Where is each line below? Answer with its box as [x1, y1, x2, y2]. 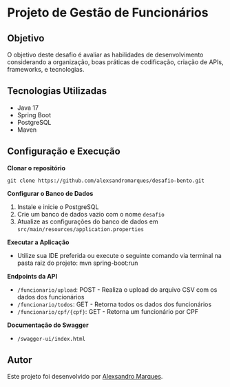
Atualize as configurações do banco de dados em [17, 217, 158, 226]
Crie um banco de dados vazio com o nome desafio [17, 210, 165, 218]
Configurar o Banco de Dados [7, 189, 94, 197]
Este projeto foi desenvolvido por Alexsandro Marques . [7, 373, 163, 381]
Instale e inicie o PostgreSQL [17, 202, 99, 211]
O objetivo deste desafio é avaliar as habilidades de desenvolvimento [7, 50, 204, 59]
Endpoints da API [7, 272, 57, 280]
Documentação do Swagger [7, 321, 89, 329]
